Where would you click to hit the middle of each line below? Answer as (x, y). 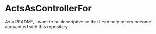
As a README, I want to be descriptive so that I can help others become (78, 22)
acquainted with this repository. (37, 26)
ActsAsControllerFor (48, 8)
